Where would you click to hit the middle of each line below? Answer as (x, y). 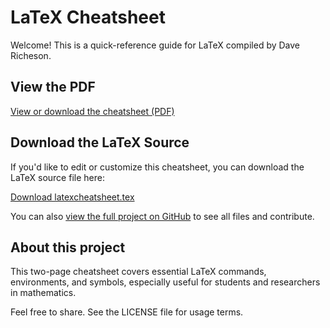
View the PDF (53, 87)
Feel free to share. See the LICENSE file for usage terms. (127, 312)
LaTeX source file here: (57, 177)
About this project (68, 247)
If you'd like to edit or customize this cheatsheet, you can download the (157, 167)
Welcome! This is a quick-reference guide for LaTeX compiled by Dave (155, 45)
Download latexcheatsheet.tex (72, 197)
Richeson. (31, 55)
